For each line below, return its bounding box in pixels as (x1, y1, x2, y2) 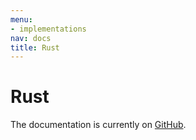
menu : (10, 14, 33, 25)
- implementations (10, 24, 87, 34)
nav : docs (10, 33, 52, 43)
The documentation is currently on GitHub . (10, 119, 187, 131)
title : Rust (10, 42, 60, 53)
